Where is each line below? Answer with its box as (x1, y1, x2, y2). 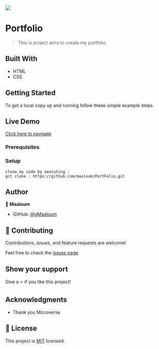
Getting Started (5, 89, 56, 97)
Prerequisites (5, 144, 39, 151)
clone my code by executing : (5, 169, 70, 174)
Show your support (5, 265, 68, 273)
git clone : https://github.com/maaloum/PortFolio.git (5, 173, 125, 179)
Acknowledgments (5, 295, 68, 304)
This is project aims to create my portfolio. (17, 39, 107, 46)
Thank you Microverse (12, 309, 61, 315)
